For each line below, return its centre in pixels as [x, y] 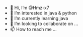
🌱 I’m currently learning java [39, 18]
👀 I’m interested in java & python [43, 13]
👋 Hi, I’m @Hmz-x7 [29, 8]
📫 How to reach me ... [33, 29]
